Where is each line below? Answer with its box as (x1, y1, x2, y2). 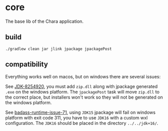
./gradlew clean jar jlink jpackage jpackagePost (5, 46, 112, 52)
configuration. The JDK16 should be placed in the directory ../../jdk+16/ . (5, 120, 158, 126)
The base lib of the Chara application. (5, 18, 84, 24)
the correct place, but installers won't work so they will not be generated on (5, 94, 163, 100)
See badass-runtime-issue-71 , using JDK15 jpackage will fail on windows (5, 109, 156, 115)
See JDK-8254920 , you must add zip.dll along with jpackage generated (5, 83, 158, 90)
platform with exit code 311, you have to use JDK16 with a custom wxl (5, 114, 148, 120)
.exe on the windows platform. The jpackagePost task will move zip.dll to (5, 89, 160, 95)
